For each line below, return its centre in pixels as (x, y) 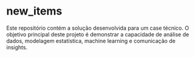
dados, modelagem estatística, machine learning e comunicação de (91, 41)
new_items (34, 11)
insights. (17, 47)
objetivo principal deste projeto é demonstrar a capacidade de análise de (98, 34)
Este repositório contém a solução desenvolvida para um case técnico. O (98, 28)
